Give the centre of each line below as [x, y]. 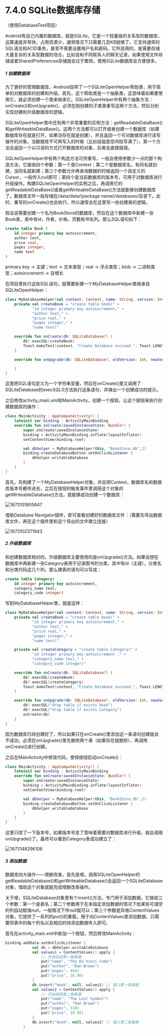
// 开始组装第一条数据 [61, 957]
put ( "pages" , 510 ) [60, 1008]
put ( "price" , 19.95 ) [62, 1013]
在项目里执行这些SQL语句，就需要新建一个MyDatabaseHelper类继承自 [77, 284]
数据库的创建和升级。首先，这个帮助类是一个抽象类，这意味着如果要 [88, 93]
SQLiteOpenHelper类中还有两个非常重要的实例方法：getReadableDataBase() [84, 122]
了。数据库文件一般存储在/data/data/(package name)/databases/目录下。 [81, 196]
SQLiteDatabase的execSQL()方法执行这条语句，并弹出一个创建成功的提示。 [83, 390]
